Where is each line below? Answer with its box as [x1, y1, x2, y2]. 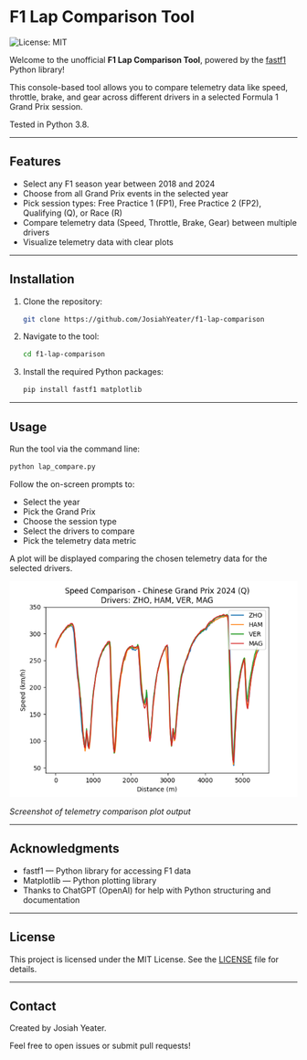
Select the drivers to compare [22, 525, 135, 536]
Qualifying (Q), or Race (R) [22, 207, 123, 218]
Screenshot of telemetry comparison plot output [9, 806, 192, 817]
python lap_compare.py [9, 462, 96, 472]
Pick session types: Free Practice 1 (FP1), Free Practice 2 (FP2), [22, 197, 262, 208]
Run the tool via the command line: [9, 443, 140, 454]
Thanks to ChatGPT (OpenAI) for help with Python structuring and [22, 885, 271, 896]
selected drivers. [9, 562, 73, 573]
